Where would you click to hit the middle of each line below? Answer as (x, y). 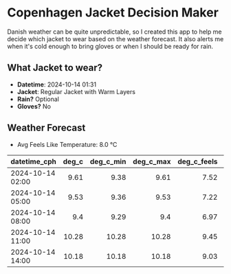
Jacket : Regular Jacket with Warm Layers (76, 91)
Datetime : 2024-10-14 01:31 (57, 84)
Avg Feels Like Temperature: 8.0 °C (67, 144)
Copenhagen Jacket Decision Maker (113, 13)
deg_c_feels (198, 161)
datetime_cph (34, 161)
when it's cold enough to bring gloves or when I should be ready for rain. (110, 46)
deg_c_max (152, 161)
